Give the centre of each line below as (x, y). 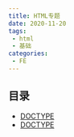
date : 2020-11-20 (37, 24)
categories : (28, 54)
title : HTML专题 (34, 16)
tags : (17, 31)
